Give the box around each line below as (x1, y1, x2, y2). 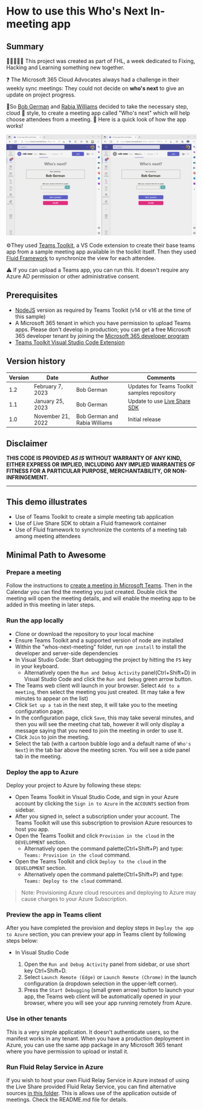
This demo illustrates (6, 497, 88, 507)
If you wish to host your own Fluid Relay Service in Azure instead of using (6, 1076, 189, 1084)
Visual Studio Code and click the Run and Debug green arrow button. (24, 675, 193, 683)
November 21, (34, 413, 70, 420)
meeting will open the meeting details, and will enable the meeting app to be (6, 595, 196, 602)
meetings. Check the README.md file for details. (6, 1096, 128, 1103)
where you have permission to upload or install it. (6, 1048, 129, 1055)
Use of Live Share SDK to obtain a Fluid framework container (14, 519, 167, 527)
